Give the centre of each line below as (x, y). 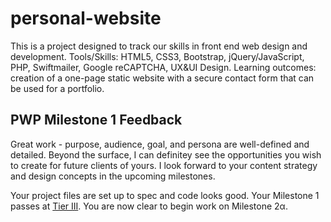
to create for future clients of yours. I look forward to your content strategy (164, 165)
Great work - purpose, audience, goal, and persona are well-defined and (160, 144)
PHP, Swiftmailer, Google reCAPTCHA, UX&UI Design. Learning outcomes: (163, 67)
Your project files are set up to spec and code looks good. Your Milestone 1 (165, 195)
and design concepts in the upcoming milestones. (113, 176)
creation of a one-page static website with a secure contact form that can (162, 78)
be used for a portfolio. (57, 88)
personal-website (86, 18)
